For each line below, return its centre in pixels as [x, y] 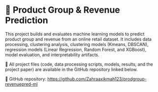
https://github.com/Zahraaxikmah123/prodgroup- [97, 79]
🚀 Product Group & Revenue [63, 10]
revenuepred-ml [21, 84]
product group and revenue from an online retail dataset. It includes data [79, 39]
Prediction [26, 20]
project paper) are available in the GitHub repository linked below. [71, 69]
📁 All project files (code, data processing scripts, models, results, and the [79, 64]
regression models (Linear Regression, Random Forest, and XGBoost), [76, 49]
